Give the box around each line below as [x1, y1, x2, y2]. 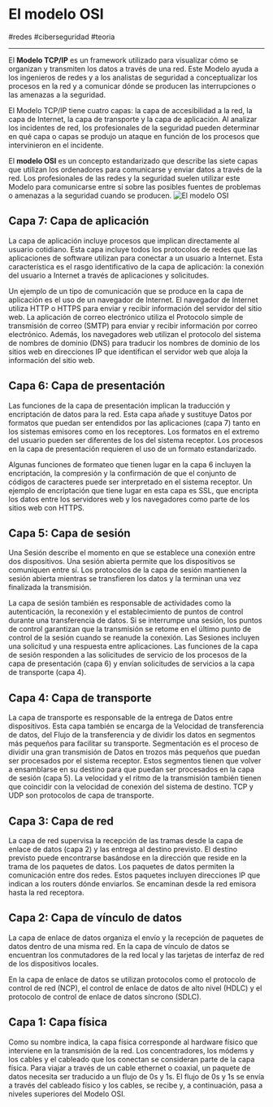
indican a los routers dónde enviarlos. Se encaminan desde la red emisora [8, 879, 257, 888]
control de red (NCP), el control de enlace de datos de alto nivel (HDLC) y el [8, 982, 262, 993]
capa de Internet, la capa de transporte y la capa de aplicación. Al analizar [8, 114, 258, 124]
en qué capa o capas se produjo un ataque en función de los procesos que [8, 131, 260, 141]
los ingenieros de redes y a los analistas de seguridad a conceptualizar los [8, 72, 258, 82]
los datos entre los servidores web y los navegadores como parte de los [8, 494, 250, 504]
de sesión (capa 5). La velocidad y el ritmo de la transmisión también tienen [8, 773, 262, 783]
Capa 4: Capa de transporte [8, 691, 152, 705]
